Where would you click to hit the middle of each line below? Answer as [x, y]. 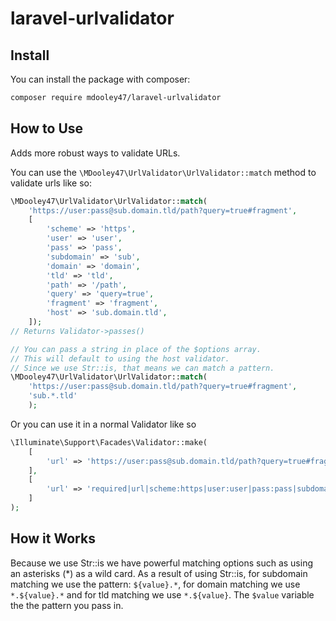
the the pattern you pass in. [67, 605]
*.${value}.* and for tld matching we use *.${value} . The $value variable [162, 594]
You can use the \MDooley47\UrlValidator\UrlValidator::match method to [163, 172]
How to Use [47, 128]
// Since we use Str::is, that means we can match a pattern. [142, 368]
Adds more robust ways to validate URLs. [95, 153]
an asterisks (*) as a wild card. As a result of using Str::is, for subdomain [159, 573]
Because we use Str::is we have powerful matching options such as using [162, 563]
